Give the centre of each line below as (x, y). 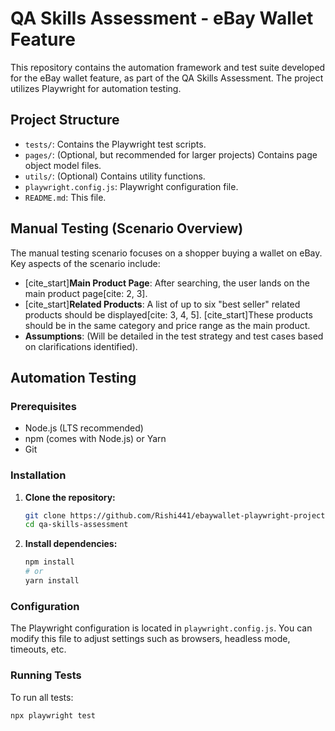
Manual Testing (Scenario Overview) (127, 228)
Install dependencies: (71, 544)
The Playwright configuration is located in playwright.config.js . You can (161, 628)
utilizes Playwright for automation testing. (96, 88)
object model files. (63, 165)
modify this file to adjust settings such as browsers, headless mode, (150, 639)
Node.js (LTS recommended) (84, 428)
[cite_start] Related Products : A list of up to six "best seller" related (162, 304)
